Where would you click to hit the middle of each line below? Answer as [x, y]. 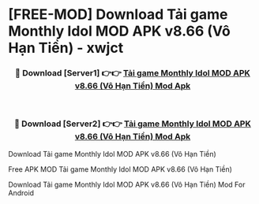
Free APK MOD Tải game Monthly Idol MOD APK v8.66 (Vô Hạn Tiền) [120, 169]
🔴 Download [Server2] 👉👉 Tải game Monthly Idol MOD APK [133, 124]
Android [21, 193]
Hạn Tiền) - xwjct [66, 48]
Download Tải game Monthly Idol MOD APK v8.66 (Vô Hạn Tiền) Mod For [127, 184]
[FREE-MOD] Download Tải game [118, 15]
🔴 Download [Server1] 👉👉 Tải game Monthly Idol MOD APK [133, 73]
